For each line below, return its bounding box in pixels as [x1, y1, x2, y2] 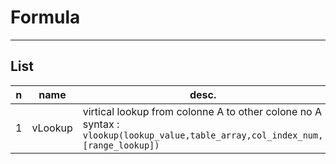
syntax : [82, 117, 120, 131]
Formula [10, 6, 81, 29]
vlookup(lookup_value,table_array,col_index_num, [82, 129, 324, 141]
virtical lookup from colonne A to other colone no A [82, 104, 323, 118]
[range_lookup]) [82, 139, 160, 151]
